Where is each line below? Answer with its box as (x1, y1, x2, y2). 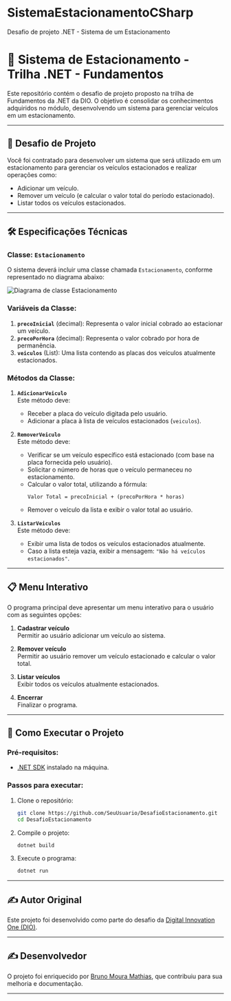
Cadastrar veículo (16, 624, 70, 632)
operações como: (7, 170, 57, 179)
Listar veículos (16, 672, 60, 680)
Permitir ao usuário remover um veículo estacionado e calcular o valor (16, 651, 216, 660)
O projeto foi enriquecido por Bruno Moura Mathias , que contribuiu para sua (7, 972, 223, 980)
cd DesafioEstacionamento (16, 816, 91, 823)
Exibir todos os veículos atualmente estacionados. (16, 680, 159, 688)
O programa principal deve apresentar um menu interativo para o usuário (7, 603, 214, 611)
